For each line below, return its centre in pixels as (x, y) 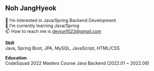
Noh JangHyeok (31, 8)
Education (16, 57)
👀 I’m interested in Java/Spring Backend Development (61, 20)
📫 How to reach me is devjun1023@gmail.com (53, 31)
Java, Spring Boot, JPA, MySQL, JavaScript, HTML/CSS (62, 48)
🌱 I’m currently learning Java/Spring (42, 25)
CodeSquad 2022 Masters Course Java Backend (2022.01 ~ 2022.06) (77, 63)
